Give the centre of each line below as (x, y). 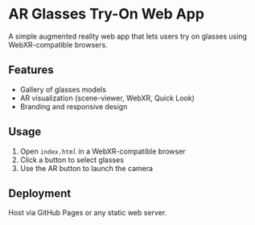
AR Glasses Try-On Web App (107, 14)
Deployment (40, 193)
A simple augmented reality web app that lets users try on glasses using (128, 36)
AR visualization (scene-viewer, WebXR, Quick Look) (107, 98)
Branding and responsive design (74, 106)
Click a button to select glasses (72, 160)
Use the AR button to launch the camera (86, 168)
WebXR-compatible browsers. (58, 44)
